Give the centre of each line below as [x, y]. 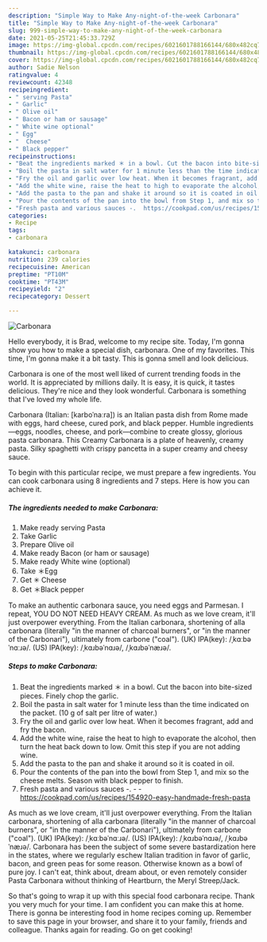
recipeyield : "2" [37, 289]
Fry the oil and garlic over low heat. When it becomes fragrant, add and [137, 721]
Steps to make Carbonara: [53, 666]
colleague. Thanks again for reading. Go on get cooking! [101, 929]
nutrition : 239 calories [49, 260]
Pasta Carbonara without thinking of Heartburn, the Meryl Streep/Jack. [124, 880]
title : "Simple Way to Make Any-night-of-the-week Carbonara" [113, 23]
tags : [17, 231]
